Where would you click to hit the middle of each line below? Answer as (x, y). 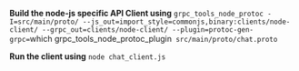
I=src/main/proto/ (44, 22)
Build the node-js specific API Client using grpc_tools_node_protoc (136, 13)
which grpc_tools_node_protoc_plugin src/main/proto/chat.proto (154, 39)
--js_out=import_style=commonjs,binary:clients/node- (186, 22)
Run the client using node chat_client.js (88, 56)
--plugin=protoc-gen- (213, 30)
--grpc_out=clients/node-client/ (105, 30)
